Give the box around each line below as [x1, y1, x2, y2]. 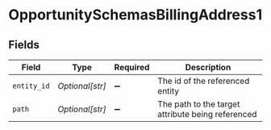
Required [114, 62, 150, 73]
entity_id [12, 82, 50, 90]
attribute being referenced [156, 109, 257, 120]
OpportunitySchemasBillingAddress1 [8, 6, 263, 24]
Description [185, 62, 231, 73]
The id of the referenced [156, 75, 250, 86]
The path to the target [156, 99, 240, 110]
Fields [8, 38, 40, 52]
